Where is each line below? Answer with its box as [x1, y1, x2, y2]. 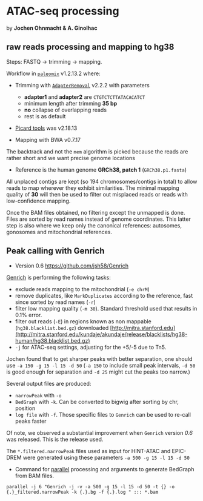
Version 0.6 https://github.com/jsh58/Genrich [15, 262, 129, 269]
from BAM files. [15, 472, 55, 479]
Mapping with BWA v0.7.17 [15, 136, 81, 143]
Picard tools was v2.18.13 [15, 124, 78, 132]
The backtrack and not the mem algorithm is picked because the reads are [6, 147, 188, 155]
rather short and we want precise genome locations [6, 154, 135, 161]
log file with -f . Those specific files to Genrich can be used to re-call [15, 411, 191, 418]
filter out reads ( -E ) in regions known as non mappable [15, 317, 151, 325]
